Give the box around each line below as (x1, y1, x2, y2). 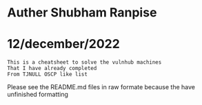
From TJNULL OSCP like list (7, 71, 88, 78)
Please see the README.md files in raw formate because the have (7, 83, 195, 91)
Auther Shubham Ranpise (7, 5, 157, 21)
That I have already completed (7, 65, 97, 72)
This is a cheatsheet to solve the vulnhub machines (7, 59, 162, 66)
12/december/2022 (7, 36, 121, 52)
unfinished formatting (7, 91, 69, 99)
